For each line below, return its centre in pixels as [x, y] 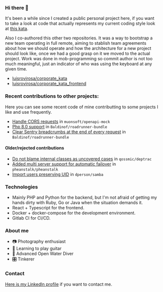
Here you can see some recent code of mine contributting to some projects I [81, 107]
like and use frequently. [28, 112]
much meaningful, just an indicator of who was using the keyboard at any [79, 64]
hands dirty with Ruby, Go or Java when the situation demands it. [77, 203]
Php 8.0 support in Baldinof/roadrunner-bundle [60, 126]
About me [17, 231]
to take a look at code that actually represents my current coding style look [80, 23]
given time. [16, 69]
